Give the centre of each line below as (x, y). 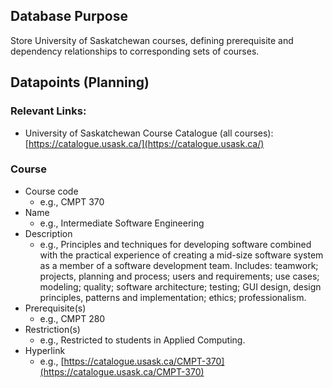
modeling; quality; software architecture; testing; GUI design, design (180, 286)
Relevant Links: (48, 111)
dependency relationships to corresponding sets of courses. (135, 51)
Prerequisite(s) (55, 308)
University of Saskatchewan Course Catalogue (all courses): (149, 133)
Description (48, 233)
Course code (51, 191)
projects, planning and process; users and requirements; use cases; (179, 276)
